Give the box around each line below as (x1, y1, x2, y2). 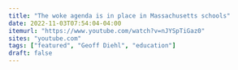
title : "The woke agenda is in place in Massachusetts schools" (8, 11, 231, 20)
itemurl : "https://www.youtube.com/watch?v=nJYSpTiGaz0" (8, 27, 206, 35)
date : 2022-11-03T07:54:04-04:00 (8, 19, 122, 27)
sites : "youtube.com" (8, 34, 82, 43)
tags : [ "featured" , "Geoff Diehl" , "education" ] (8, 42, 176, 50)
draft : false (8, 49, 53, 57)
